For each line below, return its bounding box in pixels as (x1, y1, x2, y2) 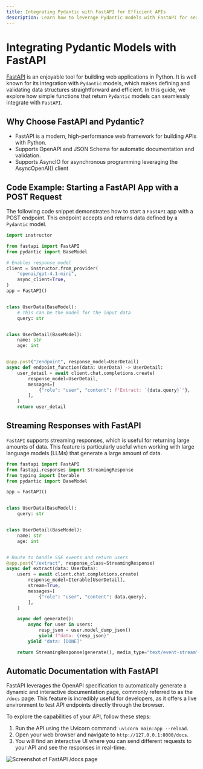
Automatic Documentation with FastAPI (6, 666, 158, 677)
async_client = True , (17, 276, 66, 283)
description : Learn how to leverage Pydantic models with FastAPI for (6, 15, 188, 21)
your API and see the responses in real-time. (14, 744, 126, 751)
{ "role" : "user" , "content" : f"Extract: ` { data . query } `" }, (38, 387, 190, 393)
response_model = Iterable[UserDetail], (28, 577, 126, 583)
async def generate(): (17, 616, 74, 622)
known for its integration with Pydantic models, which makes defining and (6, 80, 190, 87)
